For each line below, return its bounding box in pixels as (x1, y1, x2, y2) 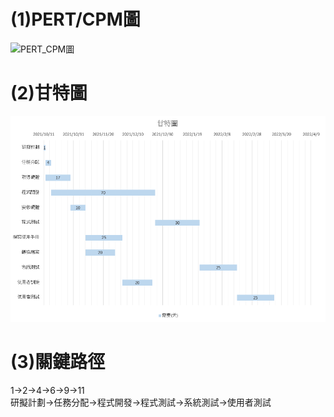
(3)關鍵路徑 (10, 351, 106, 373)
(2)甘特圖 (10, 82, 88, 105)
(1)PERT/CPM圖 (10, 8, 141, 31)
